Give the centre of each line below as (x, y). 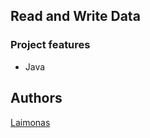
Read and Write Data (75, 16)
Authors (36, 98)
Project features (50, 45)
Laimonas (30, 122)
